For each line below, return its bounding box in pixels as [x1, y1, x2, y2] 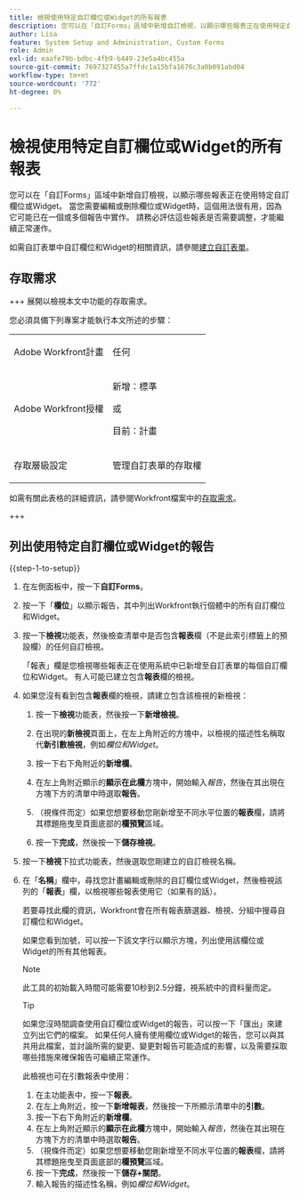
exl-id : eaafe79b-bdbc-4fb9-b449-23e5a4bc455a [9, 54, 185, 63]
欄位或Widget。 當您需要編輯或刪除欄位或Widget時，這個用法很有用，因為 [9, 201, 283, 212]
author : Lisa [9, 29, 58, 38]
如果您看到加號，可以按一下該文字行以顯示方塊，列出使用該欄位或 [21, 935, 264, 946]
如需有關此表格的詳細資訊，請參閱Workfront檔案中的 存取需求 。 [9, 493, 242, 504]
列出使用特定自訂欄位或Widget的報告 [9, 538, 215, 554]
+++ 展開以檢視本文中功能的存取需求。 [9, 295, 152, 307]
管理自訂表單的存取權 [112, 459, 202, 472]
